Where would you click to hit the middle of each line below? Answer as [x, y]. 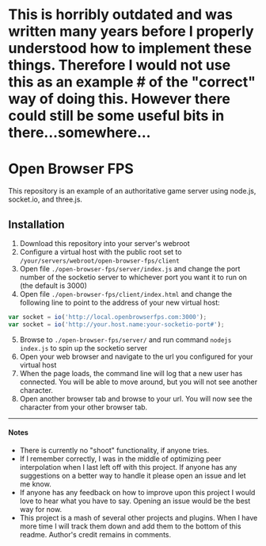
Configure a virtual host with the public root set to [101, 252]
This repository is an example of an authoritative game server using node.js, [132, 191]
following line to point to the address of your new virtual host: [120, 302]
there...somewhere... [80, 133]
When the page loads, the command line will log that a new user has [131, 373]
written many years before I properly [131, 31]
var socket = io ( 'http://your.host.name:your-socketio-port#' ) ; [116, 324]
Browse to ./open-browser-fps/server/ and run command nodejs [125, 340]
